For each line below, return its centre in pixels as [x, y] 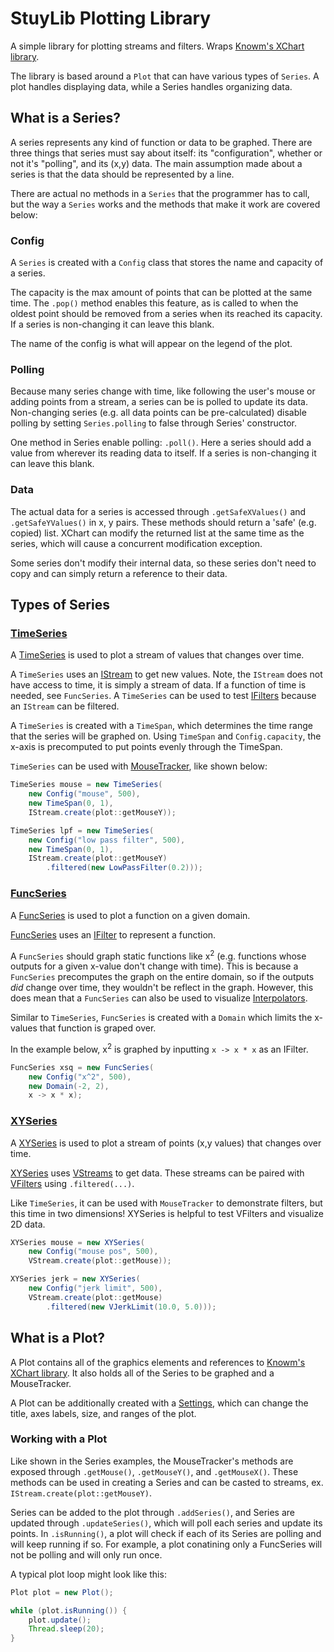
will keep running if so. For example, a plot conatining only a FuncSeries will [166, 1544]
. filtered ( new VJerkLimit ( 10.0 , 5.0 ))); [131, 1307]
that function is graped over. [98, 1028]
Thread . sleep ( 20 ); [66, 1629]
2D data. [28, 1224]
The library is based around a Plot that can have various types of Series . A [165, 76]
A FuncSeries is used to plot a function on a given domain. [130, 915]
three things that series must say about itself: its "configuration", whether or [166, 153]
